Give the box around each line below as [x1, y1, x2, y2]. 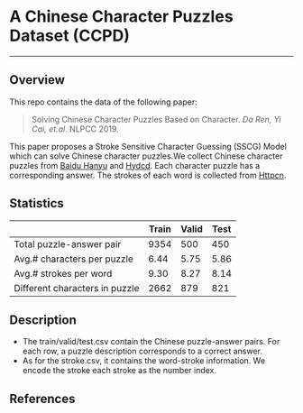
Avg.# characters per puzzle [14, 252, 133, 265]
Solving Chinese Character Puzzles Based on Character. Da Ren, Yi [31, 114, 281, 124]
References [9, 390, 76, 407]
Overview [9, 72, 66, 87]
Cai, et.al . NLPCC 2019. [31, 124, 119, 134]
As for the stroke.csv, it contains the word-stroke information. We [22, 355, 266, 366]
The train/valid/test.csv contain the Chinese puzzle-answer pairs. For [22, 336, 280, 347]
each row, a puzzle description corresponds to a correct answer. [22, 345, 263, 357]
